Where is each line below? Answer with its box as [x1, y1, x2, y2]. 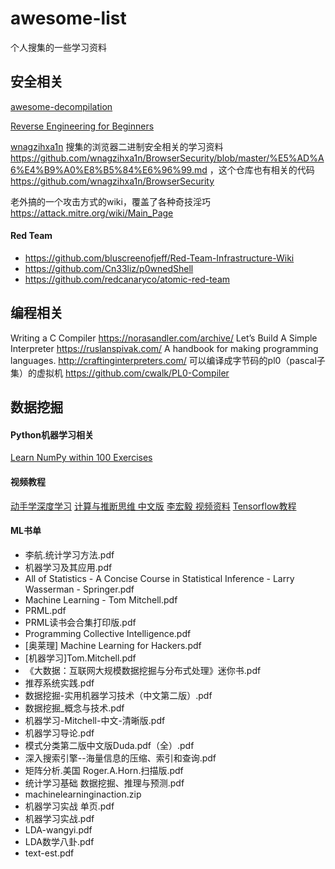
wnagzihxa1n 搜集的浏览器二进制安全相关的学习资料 [10, 140, 224, 152]
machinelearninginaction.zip [24, 788, 142, 800]
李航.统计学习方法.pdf [24, 548, 115, 561]
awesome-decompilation [10, 100, 113, 112]
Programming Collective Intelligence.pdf [24, 627, 192, 639]
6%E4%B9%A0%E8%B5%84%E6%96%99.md [10, 163, 208, 176]
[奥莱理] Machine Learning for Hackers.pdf [24, 639, 202, 651]
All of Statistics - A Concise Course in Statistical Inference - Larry [24, 572, 295, 584]
